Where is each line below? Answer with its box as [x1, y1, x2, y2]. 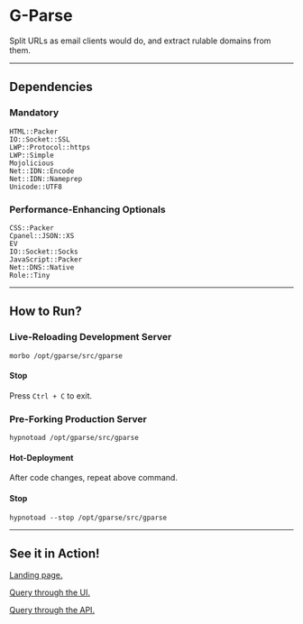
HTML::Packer [9, 127, 59, 136]
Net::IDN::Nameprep [9, 174, 83, 183]
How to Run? [9, 304, 83, 319]
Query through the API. [9, 605, 96, 616]
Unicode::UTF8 [9, 182, 63, 191]
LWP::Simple [9, 151, 54, 160]
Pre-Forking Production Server [9, 412, 147, 425]
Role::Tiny [9, 271, 50, 280]
